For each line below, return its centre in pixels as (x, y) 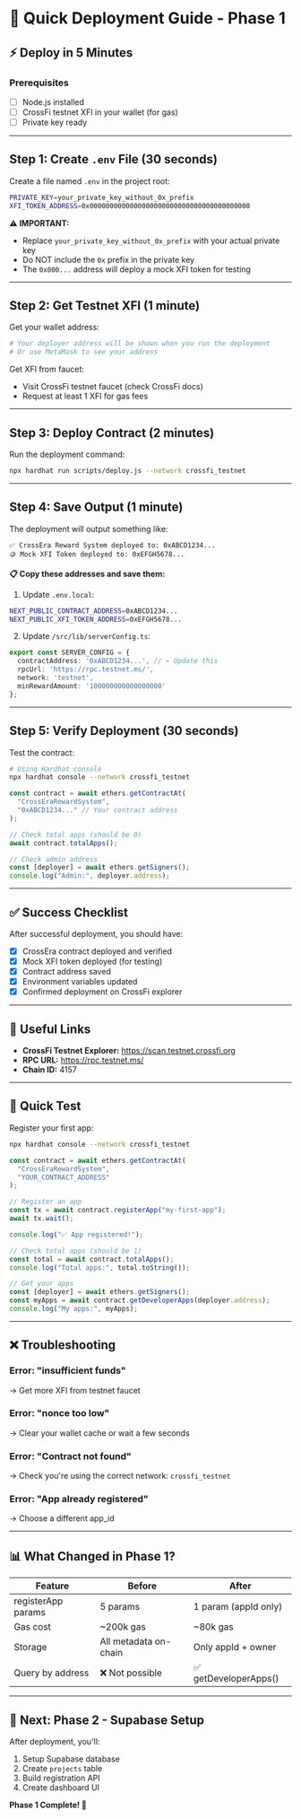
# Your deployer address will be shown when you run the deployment (140, 344)
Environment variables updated (80, 982)
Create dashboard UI (61, 1788)
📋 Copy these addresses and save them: (87, 573)
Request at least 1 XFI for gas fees (85, 396)
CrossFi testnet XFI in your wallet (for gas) (100, 112)
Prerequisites (39, 83)
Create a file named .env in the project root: (90, 181)
